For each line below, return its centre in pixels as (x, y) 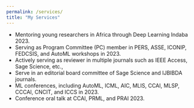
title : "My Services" (33, 17)
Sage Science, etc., (39, 66)
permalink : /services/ (35, 12)
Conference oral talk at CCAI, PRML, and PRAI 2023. (80, 98)
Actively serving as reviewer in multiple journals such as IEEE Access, (101, 60)
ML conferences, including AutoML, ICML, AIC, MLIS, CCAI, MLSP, (97, 85)
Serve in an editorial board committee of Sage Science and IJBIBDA (99, 73)
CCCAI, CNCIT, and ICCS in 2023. (57, 92)
